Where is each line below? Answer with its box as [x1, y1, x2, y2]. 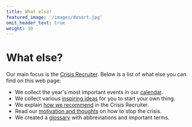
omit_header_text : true [6, 20, 66, 26]
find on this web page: [6, 77, 61, 84]
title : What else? [6, 8, 52, 15]
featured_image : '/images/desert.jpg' [6, 14, 103, 20]
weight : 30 [6, 25, 33, 32]
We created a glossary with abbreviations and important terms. [14, 114, 170, 121]
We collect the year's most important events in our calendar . [14, 89, 163, 96]
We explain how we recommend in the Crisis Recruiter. [14, 101, 149, 109]
